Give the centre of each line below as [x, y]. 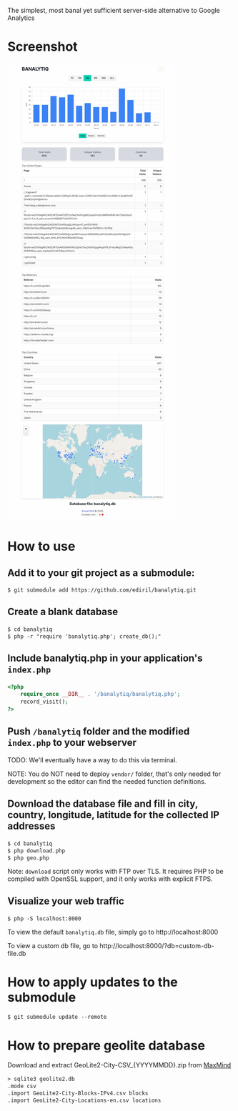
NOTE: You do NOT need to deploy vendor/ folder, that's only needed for [114, 774]
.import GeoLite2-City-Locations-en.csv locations [84, 1101]
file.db [17, 953]
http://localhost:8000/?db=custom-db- [157, 945]
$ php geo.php [29, 858]
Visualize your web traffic [66, 901]
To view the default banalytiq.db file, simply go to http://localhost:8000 [113, 932]
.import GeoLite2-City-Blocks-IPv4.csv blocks [78, 1093]
